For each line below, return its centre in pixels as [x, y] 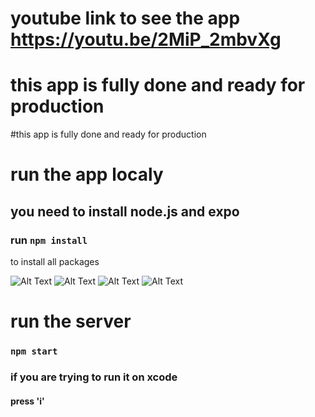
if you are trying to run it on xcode [94, 377]
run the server [71, 321]
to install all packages [55, 261]
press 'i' [27, 401]
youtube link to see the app [125, 18]
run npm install [49, 240]
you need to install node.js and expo [125, 211]
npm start [34, 351]
